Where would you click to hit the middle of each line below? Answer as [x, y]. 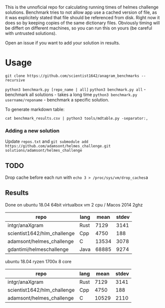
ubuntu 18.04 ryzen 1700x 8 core [38, 261]
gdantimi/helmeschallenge [38, 249]
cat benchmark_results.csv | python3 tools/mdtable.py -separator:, [77, 118]
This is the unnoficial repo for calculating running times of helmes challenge [82, 7]
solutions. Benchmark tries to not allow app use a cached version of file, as [81, 12]
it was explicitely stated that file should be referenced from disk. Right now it [82, 17]
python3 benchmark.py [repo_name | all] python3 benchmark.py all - [76, 89]
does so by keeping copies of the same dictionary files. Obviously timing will [82, 23]
